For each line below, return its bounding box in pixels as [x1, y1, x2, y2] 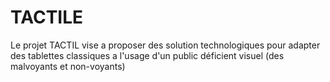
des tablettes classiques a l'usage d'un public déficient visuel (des [10, 49, 285, 61]
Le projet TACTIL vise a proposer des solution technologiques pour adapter [10, 39, 321, 51]
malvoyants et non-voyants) [10, 60, 126, 72]
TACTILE [10, 6, 84, 29]
